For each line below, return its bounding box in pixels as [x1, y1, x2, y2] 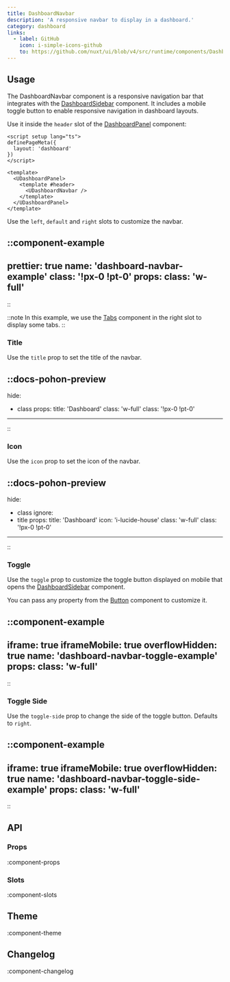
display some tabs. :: [7, 320, 66, 329]
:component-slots [7, 891, 57, 899]
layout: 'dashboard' [13, 145, 72, 152]
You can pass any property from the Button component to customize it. [7, 596, 207, 605]
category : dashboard [7, 23, 66, 30]
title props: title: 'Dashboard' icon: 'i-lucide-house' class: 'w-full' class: [16, 516, 217, 524]
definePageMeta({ [7, 139, 57, 146]
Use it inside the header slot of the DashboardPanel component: [7, 119, 187, 128]
